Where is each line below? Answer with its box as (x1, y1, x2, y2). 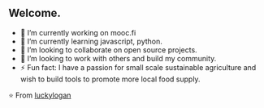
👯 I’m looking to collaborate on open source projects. (19, 44, 197, 55)
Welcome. (8, 6, 61, 20)
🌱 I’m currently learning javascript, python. (19, 36, 162, 46)
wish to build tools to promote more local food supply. (19, 74, 201, 84)
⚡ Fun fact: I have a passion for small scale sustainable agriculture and (19, 62, 257, 72)
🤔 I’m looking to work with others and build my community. (19, 53, 217, 63)
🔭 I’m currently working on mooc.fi (19, 27, 136, 37)
